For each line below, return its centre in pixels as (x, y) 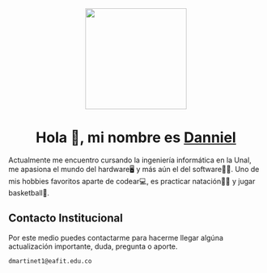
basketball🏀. (29, 192)
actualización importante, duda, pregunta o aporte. (93, 246)
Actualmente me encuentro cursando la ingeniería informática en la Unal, (130, 160)
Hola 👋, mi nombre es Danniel (136, 138)
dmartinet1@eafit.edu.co (50, 261)
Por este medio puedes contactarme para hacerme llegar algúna (116, 237)
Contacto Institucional (66, 218)
